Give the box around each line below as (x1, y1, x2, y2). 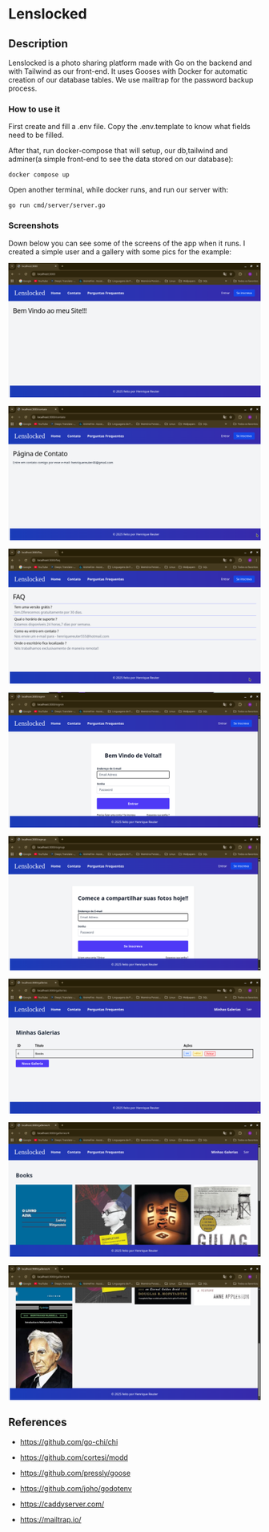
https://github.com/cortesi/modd (19, 1453, 128, 1462)
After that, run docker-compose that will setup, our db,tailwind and (8, 146, 228, 156)
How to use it (8, 103, 60, 115)
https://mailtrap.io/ (19, 1514, 82, 1524)
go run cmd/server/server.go (8, 201, 106, 209)
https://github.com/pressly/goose (19, 1468, 130, 1477)
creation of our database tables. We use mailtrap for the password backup (8, 75, 254, 84)
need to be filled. (8, 130, 64, 140)
